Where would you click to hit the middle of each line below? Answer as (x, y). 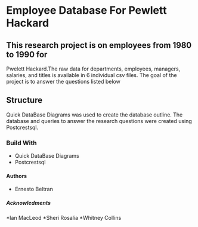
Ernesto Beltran (34, 189)
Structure (24, 100)
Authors (17, 176)
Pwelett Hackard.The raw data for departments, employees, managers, (93, 69)
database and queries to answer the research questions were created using (99, 121)
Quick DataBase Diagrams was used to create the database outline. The (95, 115)
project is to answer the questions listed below (63, 82)
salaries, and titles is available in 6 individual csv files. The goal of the (92, 75)
